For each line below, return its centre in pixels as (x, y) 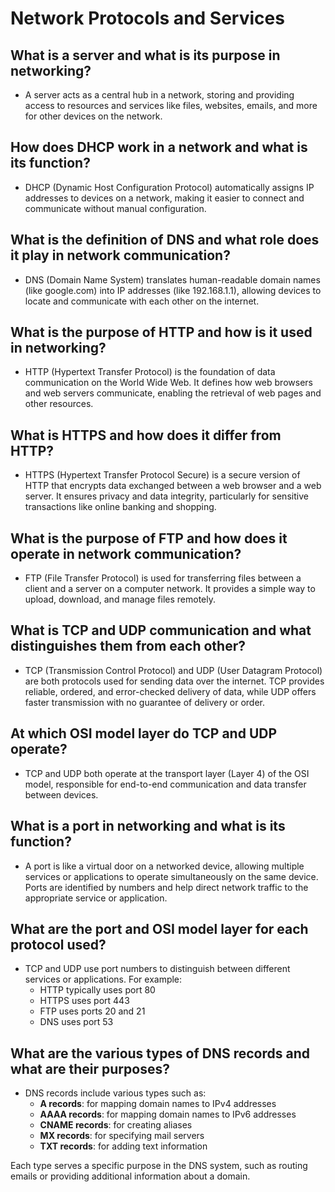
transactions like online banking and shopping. (120, 507)
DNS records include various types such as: (115, 1093)
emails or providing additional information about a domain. (130, 1176)
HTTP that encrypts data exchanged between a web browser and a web (173, 486)
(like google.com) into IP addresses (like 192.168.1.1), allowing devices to (173, 290)
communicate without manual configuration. (115, 208)
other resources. (59, 404)
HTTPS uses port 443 (84, 1001)
